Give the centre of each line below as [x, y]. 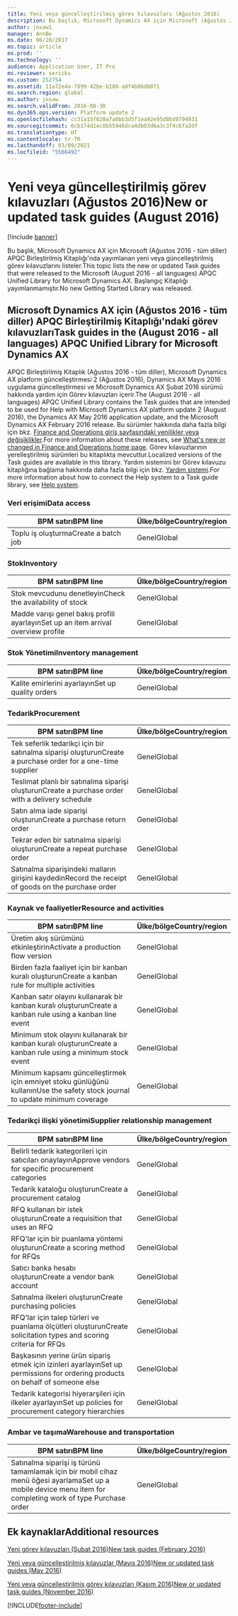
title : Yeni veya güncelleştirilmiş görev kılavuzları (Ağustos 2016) [114, 14]
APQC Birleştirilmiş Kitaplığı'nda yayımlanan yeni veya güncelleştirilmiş [110, 258]
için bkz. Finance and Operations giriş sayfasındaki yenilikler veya [103, 432]
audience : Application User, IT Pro [61, 67]
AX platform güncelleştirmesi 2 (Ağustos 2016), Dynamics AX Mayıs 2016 [114, 379]
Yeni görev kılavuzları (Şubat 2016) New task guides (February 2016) [107, 1549]
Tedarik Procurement [44, 713]
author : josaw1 [30, 27]
